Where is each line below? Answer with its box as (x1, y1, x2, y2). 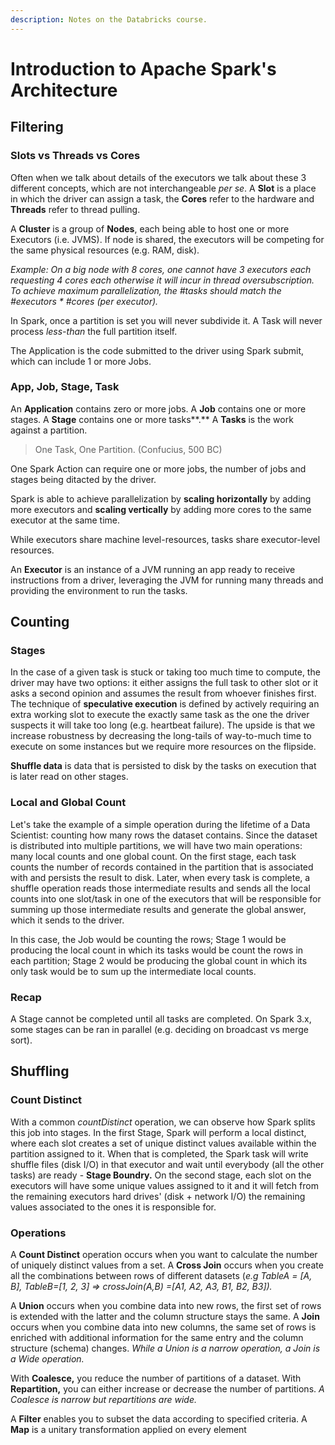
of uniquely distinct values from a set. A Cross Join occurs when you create (10, 1259, 324, 1271)
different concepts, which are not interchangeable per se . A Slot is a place (10, 182, 317, 194)
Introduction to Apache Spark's (10, 57, 277, 80)
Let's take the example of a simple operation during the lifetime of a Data (10, 818, 311, 830)
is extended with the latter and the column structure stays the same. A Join (10, 1311, 320, 1323)
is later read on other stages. (10, 771, 129, 783)
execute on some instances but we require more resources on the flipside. (10, 741, 317, 753)
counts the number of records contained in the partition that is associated (10, 861, 314, 873)
